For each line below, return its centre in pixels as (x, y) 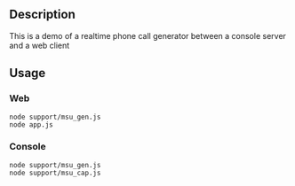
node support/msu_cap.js (55, 173)
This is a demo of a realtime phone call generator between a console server (148, 35)
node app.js (31, 124)
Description (42, 15)
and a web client (40, 45)
